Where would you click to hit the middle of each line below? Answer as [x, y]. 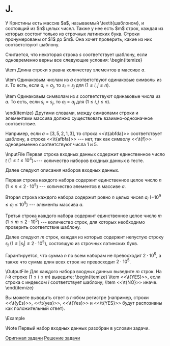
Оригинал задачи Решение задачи [43, 338]
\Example [15, 318]
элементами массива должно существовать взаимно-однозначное [79, 118]
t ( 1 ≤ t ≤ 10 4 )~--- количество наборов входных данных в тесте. [75, 160]
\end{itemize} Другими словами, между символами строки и [72, 113]
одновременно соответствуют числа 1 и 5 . [52, 144]
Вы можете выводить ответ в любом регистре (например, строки [77, 298]
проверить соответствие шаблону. [43, 227]
